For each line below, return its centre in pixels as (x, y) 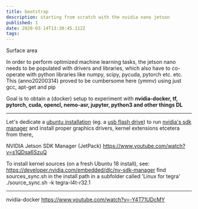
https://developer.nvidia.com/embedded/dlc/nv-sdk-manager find (86, 170)
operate (16, 75)
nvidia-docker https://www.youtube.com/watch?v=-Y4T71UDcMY (85, 200)
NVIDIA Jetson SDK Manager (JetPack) (54, 146)
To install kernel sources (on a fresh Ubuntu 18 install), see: (78, 164)
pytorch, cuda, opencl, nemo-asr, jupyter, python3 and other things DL (94, 105)
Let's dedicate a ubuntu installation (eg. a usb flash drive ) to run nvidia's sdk (99, 122)
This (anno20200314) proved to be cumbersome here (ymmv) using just (94, 81)
